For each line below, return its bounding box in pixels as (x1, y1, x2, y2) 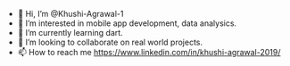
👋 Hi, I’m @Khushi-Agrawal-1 (17, 9, 124, 19)
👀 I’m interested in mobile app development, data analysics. (17, 18, 237, 29)
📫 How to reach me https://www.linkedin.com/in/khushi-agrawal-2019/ (17, 47, 281, 57)
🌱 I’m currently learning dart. (17, 28, 123, 37)
